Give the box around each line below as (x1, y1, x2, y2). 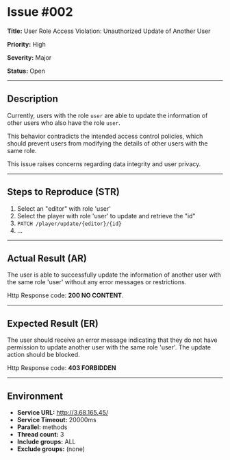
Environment (7, 390, 64, 402)
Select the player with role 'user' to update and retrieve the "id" (16, 211, 196, 220)
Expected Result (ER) (7, 317, 99, 330)
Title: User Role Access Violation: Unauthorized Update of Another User (7, 27, 211, 35)
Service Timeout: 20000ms (16, 416, 97, 424)
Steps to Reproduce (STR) (7, 186, 120, 198)
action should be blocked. (7, 351, 80, 359)
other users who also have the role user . (7, 118, 121, 127)
